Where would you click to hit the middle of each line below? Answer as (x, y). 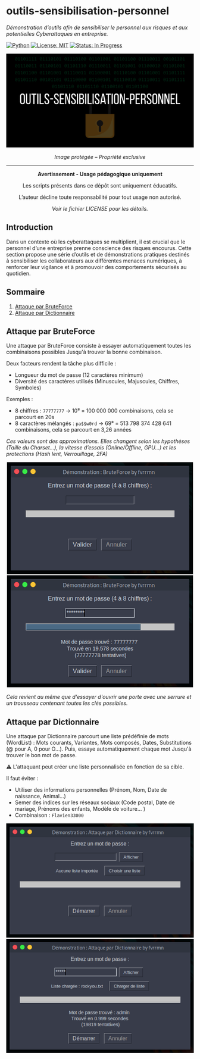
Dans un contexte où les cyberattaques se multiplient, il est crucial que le (96, 242)
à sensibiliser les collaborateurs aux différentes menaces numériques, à (94, 261)
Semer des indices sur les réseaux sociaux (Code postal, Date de (95, 802)
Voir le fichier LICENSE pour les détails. (100, 208)
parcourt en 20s (35, 417)
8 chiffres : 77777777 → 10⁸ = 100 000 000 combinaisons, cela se (94, 411)
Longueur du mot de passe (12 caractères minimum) (79, 375)
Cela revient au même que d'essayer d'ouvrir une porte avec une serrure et (99, 697)
